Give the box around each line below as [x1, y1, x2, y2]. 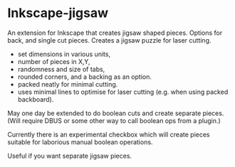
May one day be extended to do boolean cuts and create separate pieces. [7, 109, 224, 117]
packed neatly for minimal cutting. [17, 80, 118, 88]
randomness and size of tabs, [17, 65, 105, 73]
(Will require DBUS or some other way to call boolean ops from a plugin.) [7, 116, 221, 125]
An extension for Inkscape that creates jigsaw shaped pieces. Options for [7, 28, 223, 37]
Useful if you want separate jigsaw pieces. [7, 151, 132, 160]
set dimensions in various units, [17, 50, 111, 58]
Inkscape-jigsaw [7, 5, 109, 21]
